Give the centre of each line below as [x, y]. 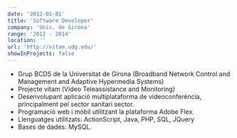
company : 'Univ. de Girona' [49, 27]
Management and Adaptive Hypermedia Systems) [91, 81]
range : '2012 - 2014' [39, 34]
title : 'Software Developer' [51, 21]
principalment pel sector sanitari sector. [76, 104]
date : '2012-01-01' [36, 14]
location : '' [27, 41]
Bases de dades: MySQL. [55, 127]
